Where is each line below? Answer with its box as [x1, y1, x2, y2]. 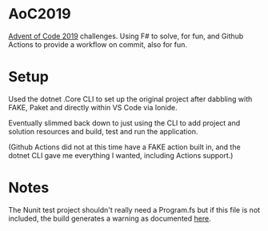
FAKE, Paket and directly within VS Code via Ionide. [8, 102, 178, 112]
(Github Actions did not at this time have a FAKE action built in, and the [8, 141, 242, 152]
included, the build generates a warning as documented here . [8, 213, 211, 223]
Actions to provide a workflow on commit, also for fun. [8, 39, 188, 49]
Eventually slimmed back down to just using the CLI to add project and [8, 117, 241, 128]
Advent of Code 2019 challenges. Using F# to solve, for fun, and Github [8, 31, 244, 41]
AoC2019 [8, 5, 71, 23]
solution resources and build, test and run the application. [8, 126, 198, 136]
